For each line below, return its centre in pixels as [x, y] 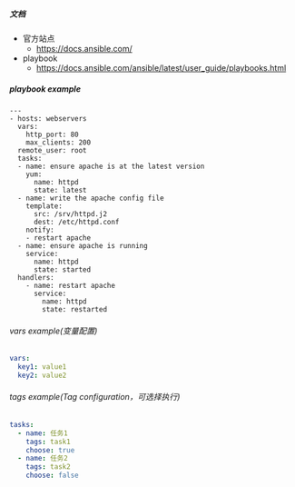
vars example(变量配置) [54, 331]
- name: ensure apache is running [83, 245]
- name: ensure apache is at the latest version [111, 166]
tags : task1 [48, 442]
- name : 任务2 [43, 459]
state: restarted [74, 309]
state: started [62, 269]
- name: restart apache [71, 285]
